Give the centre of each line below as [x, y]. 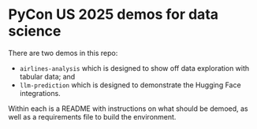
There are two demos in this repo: [63, 53]
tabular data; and [47, 76]
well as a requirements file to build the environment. [92, 116]
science [35, 31]
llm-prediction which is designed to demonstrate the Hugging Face [130, 85]
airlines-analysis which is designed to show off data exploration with [134, 68]
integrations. [40, 93]
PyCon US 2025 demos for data [114, 15]
